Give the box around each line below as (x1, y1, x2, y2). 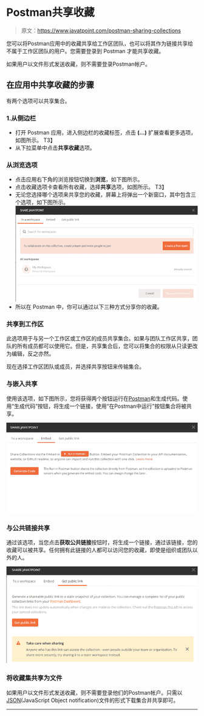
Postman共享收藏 (6, 5, 95, 19)
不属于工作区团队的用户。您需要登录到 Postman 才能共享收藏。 (6, 47, 165, 55)
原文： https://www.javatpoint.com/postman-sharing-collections (21, 27, 181, 34)
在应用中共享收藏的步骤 (6, 80, 94, 90)
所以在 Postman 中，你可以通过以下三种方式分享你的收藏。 (15, 303, 163, 311)
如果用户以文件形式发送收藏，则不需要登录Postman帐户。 (6, 60, 151, 68)
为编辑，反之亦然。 (6, 350, 55, 357)
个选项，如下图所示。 (15, 198, 69, 206)
